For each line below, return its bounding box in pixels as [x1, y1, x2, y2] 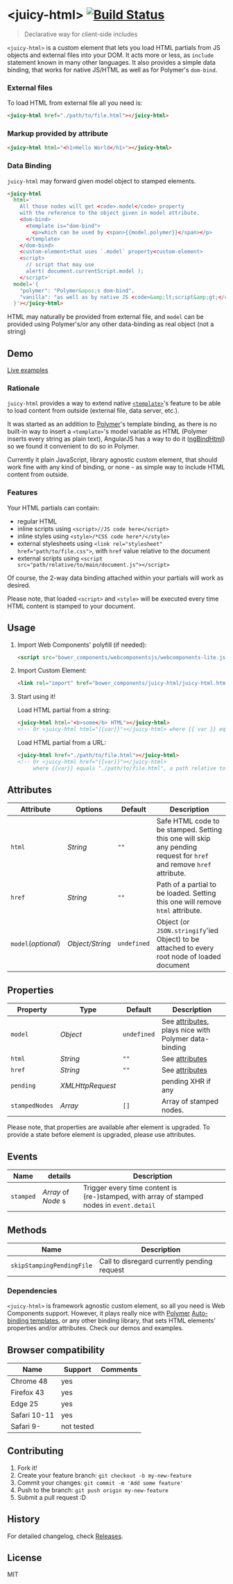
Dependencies [7, 1286, 58, 1295]
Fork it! [17, 1464, 38, 1472]
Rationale [7, 383, 40, 393]
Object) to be [156, 935, 200, 944]
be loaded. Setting [156, 889, 216, 898]
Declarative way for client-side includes [24, 30, 138, 38]
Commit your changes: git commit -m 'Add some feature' [17, 1478, 184, 1487]
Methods [7, 1224, 47, 1236]
